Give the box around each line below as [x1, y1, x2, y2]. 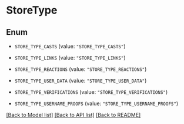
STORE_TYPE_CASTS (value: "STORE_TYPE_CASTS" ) [14, 43, 126, 50]
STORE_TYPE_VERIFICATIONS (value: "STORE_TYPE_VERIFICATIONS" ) [14, 89, 168, 95]
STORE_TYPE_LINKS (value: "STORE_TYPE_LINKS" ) [14, 54, 126, 61]
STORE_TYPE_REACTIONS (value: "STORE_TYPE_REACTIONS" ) [14, 66, 147, 73]
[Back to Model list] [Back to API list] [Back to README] [6, 112, 141, 118]
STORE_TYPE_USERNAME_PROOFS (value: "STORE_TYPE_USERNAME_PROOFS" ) [14, 100, 179, 107]
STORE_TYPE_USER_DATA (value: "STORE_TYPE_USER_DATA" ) [14, 77, 147, 84]
